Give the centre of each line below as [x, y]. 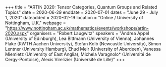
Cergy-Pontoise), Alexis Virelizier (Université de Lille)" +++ [65, 59]
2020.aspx [16, 33]
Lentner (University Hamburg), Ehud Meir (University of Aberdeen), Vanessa [83, 49]
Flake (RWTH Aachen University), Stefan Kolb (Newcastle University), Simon [83, 44]
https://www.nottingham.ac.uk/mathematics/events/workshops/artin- [78, 28]
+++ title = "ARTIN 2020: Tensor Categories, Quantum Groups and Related [81, 7]
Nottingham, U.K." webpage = [35, 23]
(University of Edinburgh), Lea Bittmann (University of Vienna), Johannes [80, 38]
